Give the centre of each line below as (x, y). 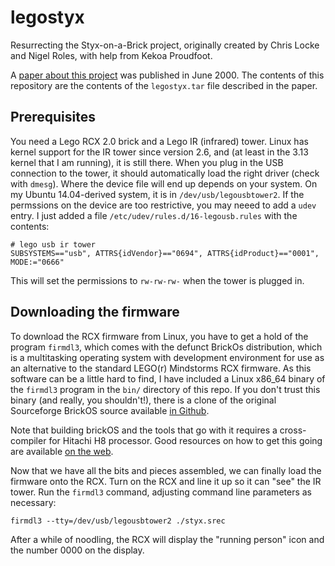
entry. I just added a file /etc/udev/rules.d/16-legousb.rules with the (154, 215)
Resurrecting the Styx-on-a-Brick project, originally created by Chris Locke (165, 45)
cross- (293, 430)
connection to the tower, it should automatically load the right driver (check (165, 173)
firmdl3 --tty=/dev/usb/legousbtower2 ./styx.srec (118, 521)
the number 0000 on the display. (77, 550)
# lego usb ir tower (53, 244)
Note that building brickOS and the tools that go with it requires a (144, 430)
